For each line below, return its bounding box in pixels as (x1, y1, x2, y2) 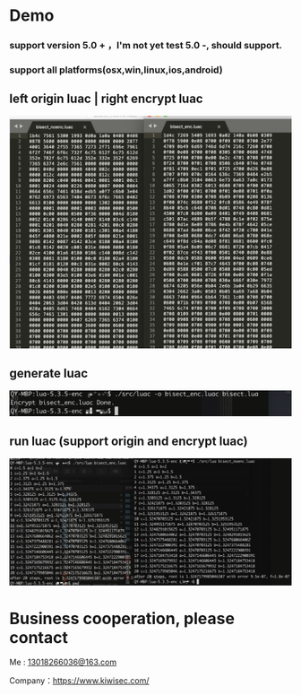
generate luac (9, 366, 89, 381)
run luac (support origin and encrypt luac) (9, 434, 248, 449)
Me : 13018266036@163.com (9, 656, 117, 668)
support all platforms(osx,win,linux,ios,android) (9, 64, 223, 76)
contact (9, 627, 69, 647)
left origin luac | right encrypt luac (9, 91, 203, 107)
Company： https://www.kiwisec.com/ (9, 675, 150, 686)
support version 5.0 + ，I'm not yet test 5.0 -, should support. (9, 39, 283, 52)
